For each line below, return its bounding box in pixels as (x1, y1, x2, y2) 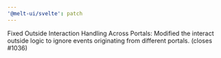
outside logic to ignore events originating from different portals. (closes (7, 36, 213, 45)
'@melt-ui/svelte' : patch (7, 10, 83, 17)
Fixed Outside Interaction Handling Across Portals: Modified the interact (7, 29, 215, 37)
